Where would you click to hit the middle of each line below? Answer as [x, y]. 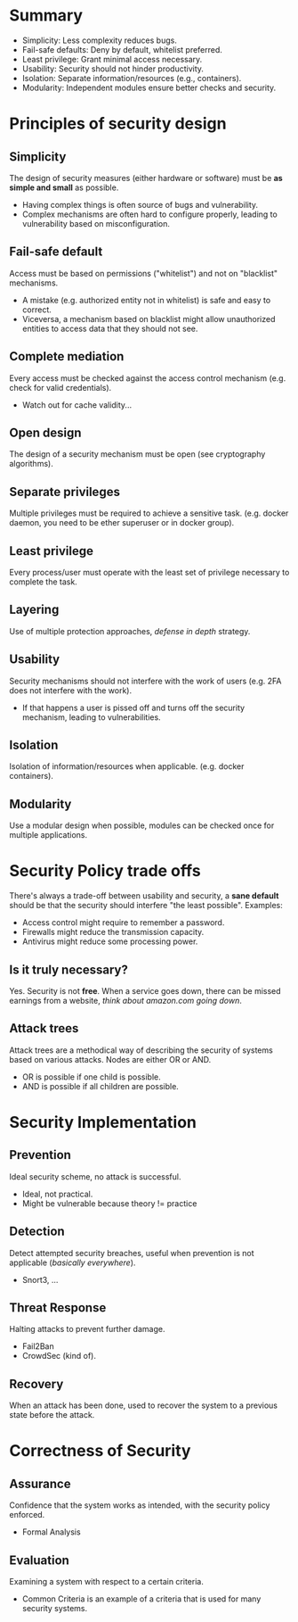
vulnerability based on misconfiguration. [96, 223]
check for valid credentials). [60, 387]
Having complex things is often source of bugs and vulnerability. [140, 204]
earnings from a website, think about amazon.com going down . [125, 1001]
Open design [45, 432]
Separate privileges [64, 492]
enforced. [27, 1515]
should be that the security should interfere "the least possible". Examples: [146, 906]
